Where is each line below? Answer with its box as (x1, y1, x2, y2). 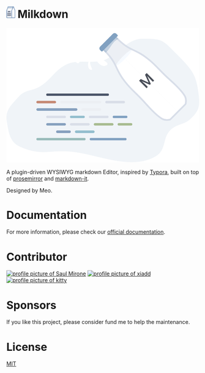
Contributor (6, 250, 67, 264)
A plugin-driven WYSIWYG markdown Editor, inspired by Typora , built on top (6, 168, 199, 175)
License (6, 340, 48, 354)
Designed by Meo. (6, 186, 53, 194)
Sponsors (6, 298, 57, 312)
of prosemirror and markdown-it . (6, 175, 89, 182)
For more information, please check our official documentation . (6, 228, 166, 236)
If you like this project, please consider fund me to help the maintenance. (6, 318, 190, 326)
